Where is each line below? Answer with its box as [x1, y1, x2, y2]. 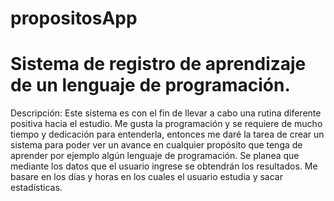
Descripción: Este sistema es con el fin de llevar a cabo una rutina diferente [10, 107, 322, 119]
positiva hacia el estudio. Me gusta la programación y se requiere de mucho [10, 118, 323, 130]
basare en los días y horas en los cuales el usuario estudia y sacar [10, 171, 283, 183]
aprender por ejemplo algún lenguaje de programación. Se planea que [10, 150, 300, 162]
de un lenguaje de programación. [10, 74, 291, 97]
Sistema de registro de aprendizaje [10, 53, 307, 76]
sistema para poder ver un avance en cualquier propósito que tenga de [10, 139, 303, 151]
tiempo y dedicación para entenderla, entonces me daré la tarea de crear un [10, 128, 325, 141]
